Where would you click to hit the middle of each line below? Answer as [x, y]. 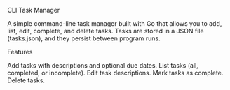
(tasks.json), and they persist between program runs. [84, 38]
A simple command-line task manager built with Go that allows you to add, [115, 23]
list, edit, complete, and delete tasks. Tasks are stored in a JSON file [106, 31]
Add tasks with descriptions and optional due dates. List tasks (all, [103, 65]
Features [20, 52]
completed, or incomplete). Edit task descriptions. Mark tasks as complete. [115, 73]
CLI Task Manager [34, 10]
